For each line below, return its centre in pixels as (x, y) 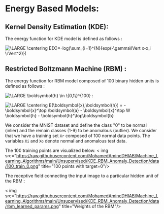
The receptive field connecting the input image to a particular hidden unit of (82, 176)
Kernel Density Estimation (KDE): (57, 27)
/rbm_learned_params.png (32, 206)
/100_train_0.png (22, 166)
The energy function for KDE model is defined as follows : (64, 38)
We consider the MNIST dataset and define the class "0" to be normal (76, 125)
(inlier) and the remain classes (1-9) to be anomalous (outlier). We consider (81, 130)
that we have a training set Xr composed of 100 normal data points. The (78, 136)
